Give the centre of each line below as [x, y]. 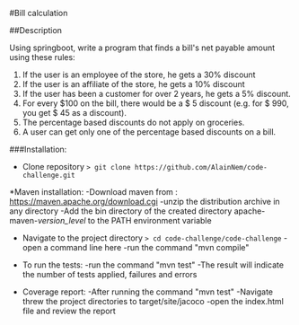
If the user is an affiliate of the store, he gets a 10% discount [133, 84]
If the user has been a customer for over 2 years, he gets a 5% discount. [157, 94]
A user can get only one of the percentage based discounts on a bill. [149, 132]
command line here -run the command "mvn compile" [149, 247]
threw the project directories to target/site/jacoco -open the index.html [153, 301]
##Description [36, 30]
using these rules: [42, 57]
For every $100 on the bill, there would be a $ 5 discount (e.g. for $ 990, [155, 103]
